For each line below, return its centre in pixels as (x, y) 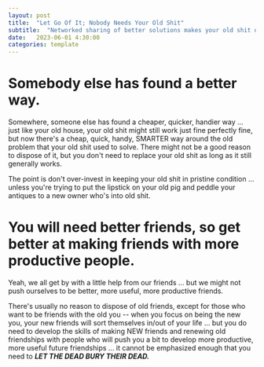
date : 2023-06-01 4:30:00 (54, 37)
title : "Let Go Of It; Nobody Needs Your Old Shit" (96, 23)
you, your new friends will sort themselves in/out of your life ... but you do (128, 323)
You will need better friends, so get (125, 228)
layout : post (29, 15)
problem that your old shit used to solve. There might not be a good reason (130, 147)
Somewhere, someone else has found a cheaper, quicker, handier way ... (126, 122)
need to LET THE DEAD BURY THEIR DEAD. (79, 356)
